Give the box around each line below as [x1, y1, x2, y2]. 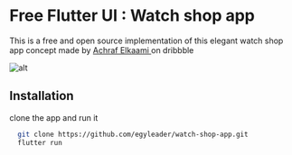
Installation [9, 88, 74, 104]
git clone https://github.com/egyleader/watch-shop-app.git [17, 130, 249, 139]
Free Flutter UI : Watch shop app [9, 5, 255, 26]
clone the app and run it [9, 112, 99, 123]
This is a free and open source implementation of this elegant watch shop [9, 35, 284, 46]
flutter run [17, 138, 63, 147]
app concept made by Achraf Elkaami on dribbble [9, 44, 194, 55]
